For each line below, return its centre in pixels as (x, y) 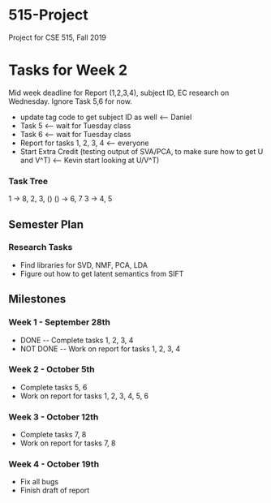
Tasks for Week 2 (68, 70)
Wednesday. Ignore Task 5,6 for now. (70, 101)
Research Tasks (41, 247)
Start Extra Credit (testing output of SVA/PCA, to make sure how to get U (142, 151)
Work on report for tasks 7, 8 (68, 443)
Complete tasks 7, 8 (53, 435)
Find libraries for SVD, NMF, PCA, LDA (84, 264)
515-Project (49, 15)
